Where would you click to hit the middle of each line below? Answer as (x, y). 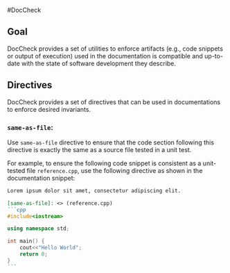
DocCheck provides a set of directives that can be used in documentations (114, 102)
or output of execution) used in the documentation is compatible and (105, 56)
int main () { (26, 241)
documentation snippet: (41, 178)
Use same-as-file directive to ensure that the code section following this (111, 142)
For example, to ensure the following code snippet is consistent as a (104, 163)
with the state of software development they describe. (99, 63)
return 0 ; (34, 254)
